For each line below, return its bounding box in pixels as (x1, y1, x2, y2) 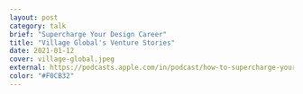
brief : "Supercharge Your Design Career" (9, 30, 168, 38)
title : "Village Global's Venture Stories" (9, 38, 176, 47)
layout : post (9, 13, 59, 22)
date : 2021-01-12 (9, 47, 75, 56)
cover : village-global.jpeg (9, 55, 115, 64)
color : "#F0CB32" (9, 72, 75, 81)
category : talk (9, 21, 67, 30)
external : (9, 64, 47, 73)
